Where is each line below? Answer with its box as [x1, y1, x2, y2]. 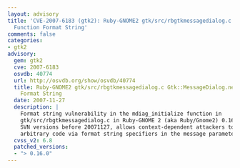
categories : [7, 37, 43, 44]
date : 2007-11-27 [14, 97, 66, 104]
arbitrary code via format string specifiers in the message [20, 130, 206, 137]
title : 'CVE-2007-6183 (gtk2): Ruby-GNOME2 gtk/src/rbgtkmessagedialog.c [7, 17, 232, 24]
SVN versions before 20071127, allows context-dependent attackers [20, 123, 225, 131]
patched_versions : [14, 144, 69, 151]
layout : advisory [7, 10, 59, 18]
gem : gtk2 [14, 57, 43, 64]
